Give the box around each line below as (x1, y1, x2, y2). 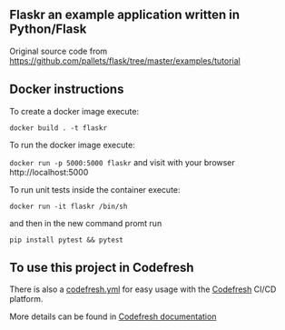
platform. (9, 294, 44, 305)
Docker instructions (9, 82, 124, 97)
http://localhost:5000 (9, 166, 89, 177)
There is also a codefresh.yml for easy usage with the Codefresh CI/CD (9, 284, 277, 295)
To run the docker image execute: (9, 139, 136, 150)
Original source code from (9, 45, 108, 56)
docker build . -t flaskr (9, 123, 107, 133)
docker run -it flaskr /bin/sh (9, 202, 128, 211)
